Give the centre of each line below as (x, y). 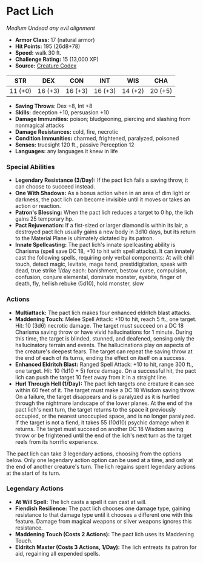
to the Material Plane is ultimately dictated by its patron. (85, 238)
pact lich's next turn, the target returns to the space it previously (95, 409)
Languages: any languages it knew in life (66, 151)
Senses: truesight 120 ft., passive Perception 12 (75, 145)
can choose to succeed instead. (55, 187)
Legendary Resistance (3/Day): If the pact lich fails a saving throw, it (101, 180)
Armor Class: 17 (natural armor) (55, 40)
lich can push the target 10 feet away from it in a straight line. (91, 377)
